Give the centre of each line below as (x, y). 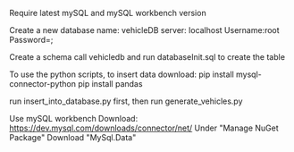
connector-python (42, 84)
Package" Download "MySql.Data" (73, 137)
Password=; (31, 40)
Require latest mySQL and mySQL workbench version (108, 13)
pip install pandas (110, 84)
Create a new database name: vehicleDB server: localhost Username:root (144, 30)
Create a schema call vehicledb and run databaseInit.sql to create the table (147, 57)
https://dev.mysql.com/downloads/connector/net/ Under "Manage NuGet (144, 128)
